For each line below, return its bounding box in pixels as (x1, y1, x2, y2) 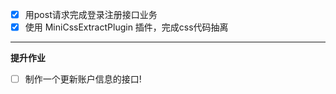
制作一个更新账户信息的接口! (24, 73, 142, 85)
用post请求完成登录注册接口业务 (24, 9, 158, 20)
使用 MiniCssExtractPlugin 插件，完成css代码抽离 (24, 21, 229, 33)
